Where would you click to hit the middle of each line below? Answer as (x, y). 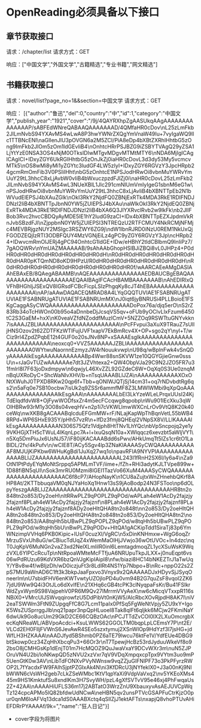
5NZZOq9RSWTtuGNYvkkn (161, 318)
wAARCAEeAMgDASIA (165, 267)
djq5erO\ (167, 305)
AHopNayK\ (103, 476)
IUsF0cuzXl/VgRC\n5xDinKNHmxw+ (119, 534)
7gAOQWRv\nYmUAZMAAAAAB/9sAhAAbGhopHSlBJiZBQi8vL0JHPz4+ (95, 248)
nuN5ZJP (180, 648)
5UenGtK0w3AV (26, 660)
